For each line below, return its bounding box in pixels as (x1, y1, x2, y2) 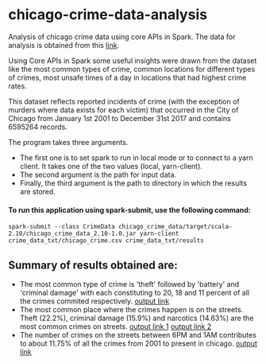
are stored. (19, 186, 56, 196)
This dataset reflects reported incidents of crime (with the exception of (8, 96, 240, 106)
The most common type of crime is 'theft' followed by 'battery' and (19, 279, 240, 288)
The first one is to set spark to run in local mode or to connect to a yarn (19, 153, 253, 162)
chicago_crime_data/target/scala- (118, 223, 233, 231)
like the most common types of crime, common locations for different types (8, 64, 256, 73)
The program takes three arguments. (8, 137, 129, 147)
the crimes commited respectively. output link (19, 296, 169, 306)
